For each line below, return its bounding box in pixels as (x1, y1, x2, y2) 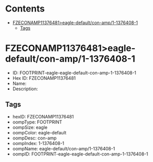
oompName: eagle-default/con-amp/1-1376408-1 (12, 145, 115, 151)
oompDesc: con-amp (12, 135, 57, 141)
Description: (12, 86, 38, 92)
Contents (5, 3, 45, 15)
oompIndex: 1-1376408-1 (12, 140, 64, 146)
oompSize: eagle (12, 124, 48, 130)
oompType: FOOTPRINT (12, 119, 62, 125)
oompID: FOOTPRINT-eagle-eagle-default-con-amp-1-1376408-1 (12, 151, 148, 157)
